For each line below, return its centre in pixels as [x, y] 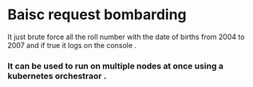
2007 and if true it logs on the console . [72, 45]
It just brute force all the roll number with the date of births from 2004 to [126, 37]
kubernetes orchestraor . [57, 76]
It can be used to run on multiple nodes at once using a [116, 65]
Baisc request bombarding [97, 15]
